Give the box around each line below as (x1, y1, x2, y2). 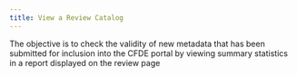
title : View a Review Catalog (9, 13, 124, 23)
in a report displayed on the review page (9, 57, 161, 68)
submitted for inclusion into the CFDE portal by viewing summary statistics (9, 47, 289, 59)
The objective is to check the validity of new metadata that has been (9, 38, 265, 49)
